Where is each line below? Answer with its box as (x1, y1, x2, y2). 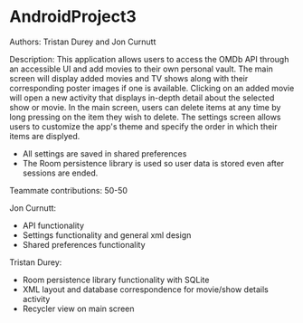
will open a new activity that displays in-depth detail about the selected (9, 92, 275, 103)
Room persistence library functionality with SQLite (22, 274, 210, 285)
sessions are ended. (22, 167, 99, 178)
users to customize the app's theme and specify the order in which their (9, 120, 278, 132)
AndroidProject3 (9, 6, 137, 27)
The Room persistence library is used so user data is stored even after (22, 157, 285, 168)
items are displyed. (9, 130, 80, 141)
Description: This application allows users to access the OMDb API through (9, 53, 289, 64)
